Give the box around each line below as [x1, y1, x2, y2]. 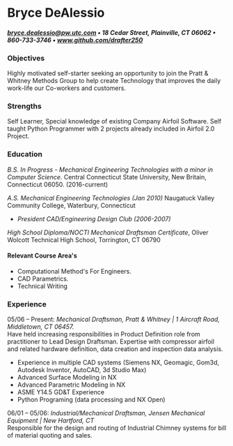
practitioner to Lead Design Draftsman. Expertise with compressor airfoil [7, 337, 214, 346]
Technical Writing [17, 281, 68, 290]
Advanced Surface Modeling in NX [17, 373, 117, 382]
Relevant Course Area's [7, 251, 78, 260]
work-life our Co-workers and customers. [7, 84, 127, 92]
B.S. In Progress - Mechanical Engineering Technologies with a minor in [7, 165, 214, 174]
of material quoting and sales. [7, 431, 93, 440]
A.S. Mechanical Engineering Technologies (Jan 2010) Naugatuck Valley [7, 193, 215, 202]
